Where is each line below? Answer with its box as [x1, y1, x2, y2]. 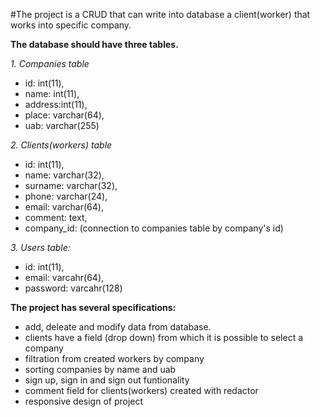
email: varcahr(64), [24, 272, 105, 283]
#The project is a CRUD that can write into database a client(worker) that [10, 9, 311, 20]
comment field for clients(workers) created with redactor [24, 385, 259, 396]
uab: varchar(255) [24, 120, 100, 131]
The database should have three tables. [10, 39, 179, 50]
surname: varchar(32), [24, 180, 118, 191]
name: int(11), [24, 88, 80, 99]
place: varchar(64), [24, 109, 105, 121]
